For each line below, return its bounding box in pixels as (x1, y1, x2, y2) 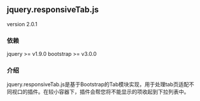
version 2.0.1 (7, 20, 37, 27)
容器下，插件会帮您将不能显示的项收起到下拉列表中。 (58, 89, 189, 96)
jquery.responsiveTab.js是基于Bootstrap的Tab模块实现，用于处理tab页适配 (7, 81, 189, 88)
